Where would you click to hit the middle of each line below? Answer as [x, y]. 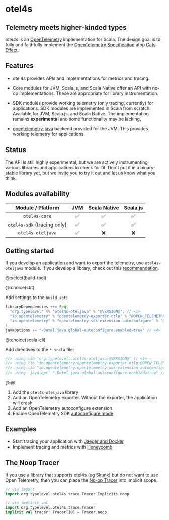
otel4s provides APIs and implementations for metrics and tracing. [81, 78]
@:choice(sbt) [20, 288]
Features [19, 66]
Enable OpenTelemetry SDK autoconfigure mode [63, 414]
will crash [22, 403]
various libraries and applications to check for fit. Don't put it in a [72, 167]
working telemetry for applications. [49, 134]
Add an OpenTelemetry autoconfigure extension [62, 408]
